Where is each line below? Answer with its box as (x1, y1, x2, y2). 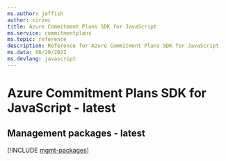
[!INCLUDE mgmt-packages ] (7, 146, 89, 154)
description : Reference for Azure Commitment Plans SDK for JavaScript (7, 42, 219, 49)
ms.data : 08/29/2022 (7, 49, 67, 56)
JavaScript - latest (7, 100, 116, 115)
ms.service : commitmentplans (7, 29, 92, 37)
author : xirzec (7, 17, 51, 24)
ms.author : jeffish (7, 10, 64, 17)
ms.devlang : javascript (7, 56, 76, 62)
